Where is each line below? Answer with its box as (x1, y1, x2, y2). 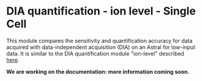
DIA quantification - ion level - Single (6, 4, 196, 18)
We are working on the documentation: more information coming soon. (6, 68, 190, 75)
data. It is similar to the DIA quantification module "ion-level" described (6, 50, 184, 57)
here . (6, 56, 19, 63)
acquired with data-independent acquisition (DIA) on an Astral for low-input (6, 44, 196, 51)
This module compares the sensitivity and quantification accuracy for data (6, 37, 193, 44)
